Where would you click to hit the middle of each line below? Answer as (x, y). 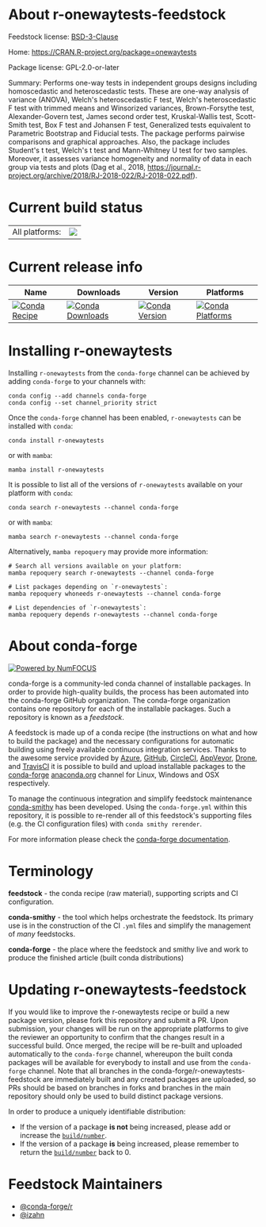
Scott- (246, 116)
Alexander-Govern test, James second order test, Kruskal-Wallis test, (121, 116)
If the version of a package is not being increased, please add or (125, 1127)
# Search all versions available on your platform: (95, 566)
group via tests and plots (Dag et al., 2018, (77, 167)
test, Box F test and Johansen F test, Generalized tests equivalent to (140, 125)
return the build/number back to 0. (75, 1152)
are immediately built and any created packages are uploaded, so (149, 1079)
